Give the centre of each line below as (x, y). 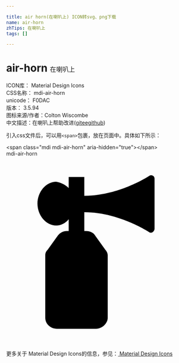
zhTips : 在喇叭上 (26, 28)
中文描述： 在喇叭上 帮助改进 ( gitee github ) (56, 123)
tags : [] (17, 33)
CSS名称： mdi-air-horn (36, 93)
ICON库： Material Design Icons (45, 86)
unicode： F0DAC (28, 100)
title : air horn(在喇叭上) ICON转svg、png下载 (61, 17)
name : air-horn (25, 22)
